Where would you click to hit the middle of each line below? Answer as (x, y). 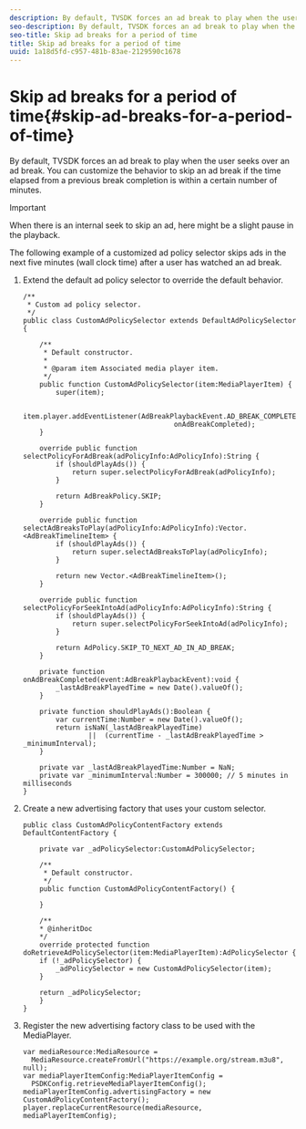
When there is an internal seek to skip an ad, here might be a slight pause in (152, 225)
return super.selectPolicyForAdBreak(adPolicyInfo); (173, 472)
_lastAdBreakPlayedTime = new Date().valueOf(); (150, 688)
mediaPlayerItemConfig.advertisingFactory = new (117, 1092)
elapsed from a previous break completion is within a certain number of (143, 181)
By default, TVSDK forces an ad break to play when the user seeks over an (149, 161)
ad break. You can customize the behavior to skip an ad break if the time (145, 171)
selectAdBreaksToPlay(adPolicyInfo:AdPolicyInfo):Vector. (135, 528)
